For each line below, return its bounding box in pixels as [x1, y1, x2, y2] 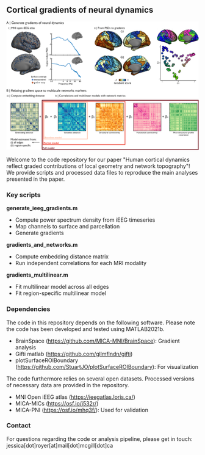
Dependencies [6, 305, 51, 313]
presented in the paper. [6, 175, 65, 183]
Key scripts [6, 191, 41, 199]
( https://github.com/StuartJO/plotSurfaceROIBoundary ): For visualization [15, 363, 199, 370]
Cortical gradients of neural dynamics [6, 5, 154, 15]
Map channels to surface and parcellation [15, 223, 120, 230]
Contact [6, 421, 31, 430]
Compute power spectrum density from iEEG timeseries [15, 216, 156, 224]
